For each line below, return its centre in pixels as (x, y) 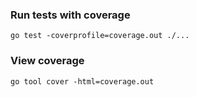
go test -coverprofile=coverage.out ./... (100, 36)
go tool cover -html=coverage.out (82, 81)
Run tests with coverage (70, 15)
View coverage (47, 61)
